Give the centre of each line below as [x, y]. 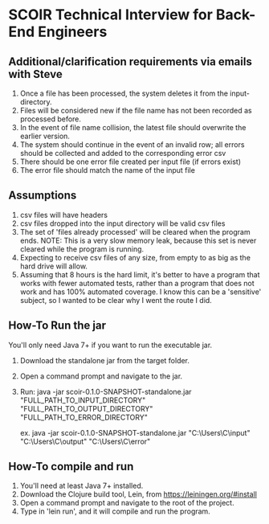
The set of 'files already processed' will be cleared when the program [135, 231]
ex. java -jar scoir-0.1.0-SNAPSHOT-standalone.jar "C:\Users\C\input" [135, 432]
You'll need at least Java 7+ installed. [82, 486]
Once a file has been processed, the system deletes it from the [124, 93]
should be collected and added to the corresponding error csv [123, 153]
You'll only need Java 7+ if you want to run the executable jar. [110, 345]
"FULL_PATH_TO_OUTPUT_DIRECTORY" [86, 408]
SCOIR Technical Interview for [110, 15]
